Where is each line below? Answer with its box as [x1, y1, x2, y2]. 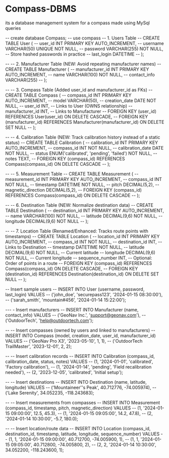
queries [5, 25, 21, 31]
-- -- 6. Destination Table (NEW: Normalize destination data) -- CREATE [5, 202, 154, 208]
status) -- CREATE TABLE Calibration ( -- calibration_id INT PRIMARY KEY [5, 140, 158, 146]
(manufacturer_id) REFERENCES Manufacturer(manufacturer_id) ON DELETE [5, 119, 164, 125]
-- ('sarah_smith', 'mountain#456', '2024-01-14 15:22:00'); [5, 297, 126, 303]
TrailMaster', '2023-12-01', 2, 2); [5, 343, 72, 349]
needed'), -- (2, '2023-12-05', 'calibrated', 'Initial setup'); [5, 369, 124, 375]
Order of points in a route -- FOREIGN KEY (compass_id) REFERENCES [5, 260, 152, 266]
